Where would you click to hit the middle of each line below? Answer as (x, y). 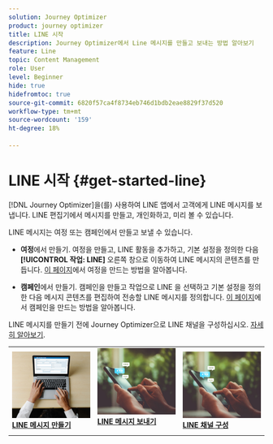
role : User (27, 69)
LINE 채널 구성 (206, 425)
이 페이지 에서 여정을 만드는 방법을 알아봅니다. (116, 269)
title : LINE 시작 (36, 34)
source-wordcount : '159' (50, 120)
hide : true (27, 85)
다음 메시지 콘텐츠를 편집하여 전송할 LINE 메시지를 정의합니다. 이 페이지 (142, 297)
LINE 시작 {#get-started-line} (108, 181)
